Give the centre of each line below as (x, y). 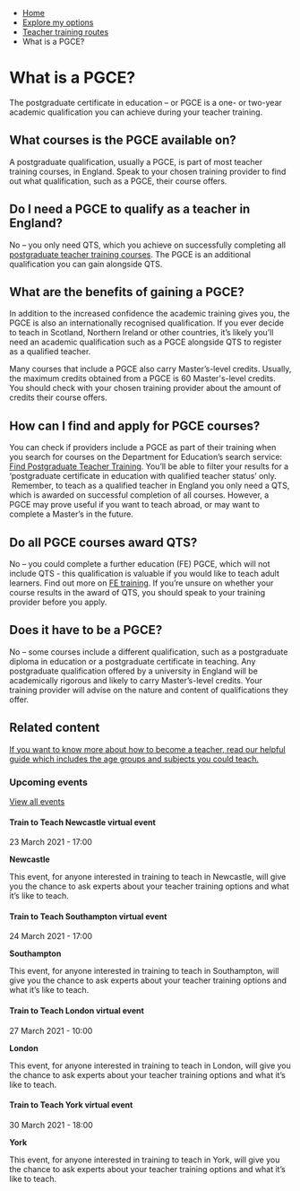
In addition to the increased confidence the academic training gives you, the (150, 314)
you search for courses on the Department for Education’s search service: (146, 457)
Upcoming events (48, 782)
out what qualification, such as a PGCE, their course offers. (118, 181)
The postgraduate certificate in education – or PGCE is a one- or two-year (146, 102)
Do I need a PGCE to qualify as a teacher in (130, 209)
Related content (55, 728)
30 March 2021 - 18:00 (51, 1125)
